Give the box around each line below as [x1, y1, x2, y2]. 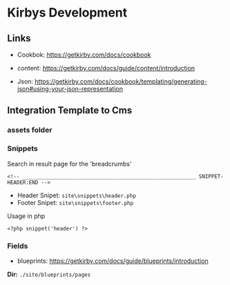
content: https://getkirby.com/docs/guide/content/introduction [17, 64, 195, 72]
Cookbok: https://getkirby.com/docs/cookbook [17, 50, 151, 59]
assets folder [7, 126, 52, 135]
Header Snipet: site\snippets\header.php [17, 191, 137, 199]
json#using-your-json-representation [17, 85, 123, 92]
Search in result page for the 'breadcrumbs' [7, 159, 133, 168]
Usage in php [7, 212, 46, 220]
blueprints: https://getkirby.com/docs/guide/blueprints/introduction [17, 257, 209, 265]
